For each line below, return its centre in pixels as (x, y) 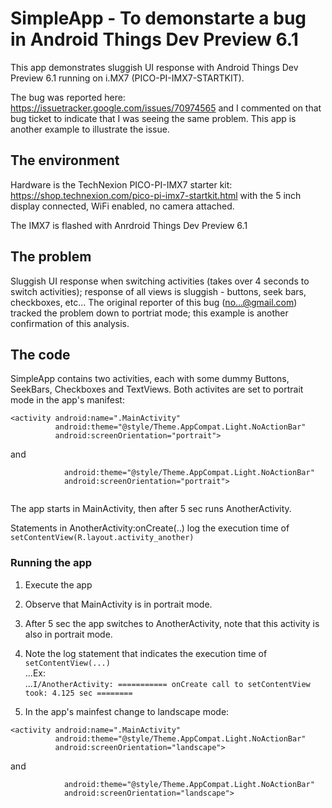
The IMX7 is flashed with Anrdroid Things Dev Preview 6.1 (129, 225)
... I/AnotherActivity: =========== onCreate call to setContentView (167, 683)
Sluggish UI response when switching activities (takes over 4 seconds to (160, 281)
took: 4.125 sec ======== (78, 693)
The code (40, 354)
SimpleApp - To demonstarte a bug (158, 18)
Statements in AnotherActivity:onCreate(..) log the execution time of (150, 528)
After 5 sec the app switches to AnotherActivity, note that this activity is (172, 623)
